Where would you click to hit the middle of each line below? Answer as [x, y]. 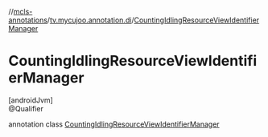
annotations [28, 20]
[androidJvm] [31, 100]
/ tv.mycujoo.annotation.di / [91, 20]
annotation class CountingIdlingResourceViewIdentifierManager [114, 124]
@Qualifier [26, 108]
